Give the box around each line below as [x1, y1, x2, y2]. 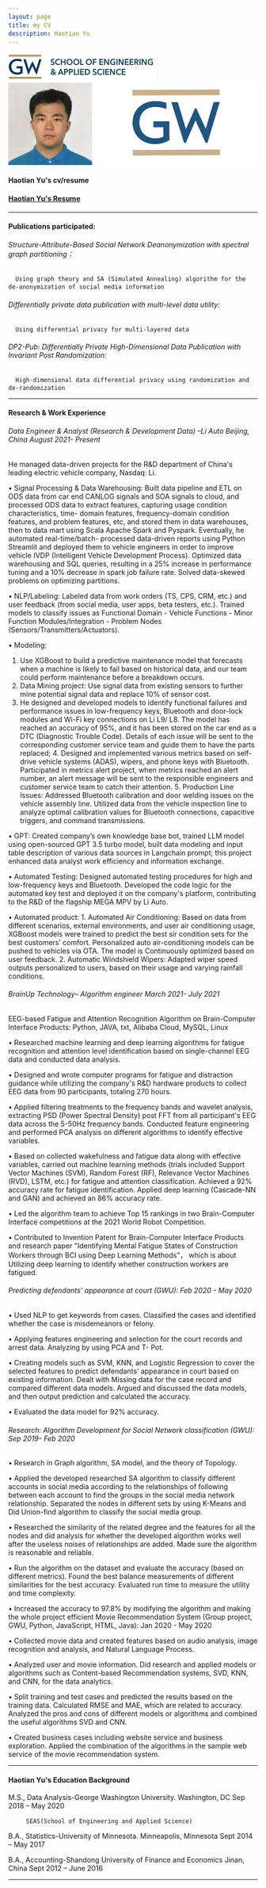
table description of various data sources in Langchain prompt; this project [8, 848, 252, 857]
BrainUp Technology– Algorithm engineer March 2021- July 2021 [8, 990, 220, 999]
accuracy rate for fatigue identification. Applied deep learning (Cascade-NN [8, 1185, 256, 1194]
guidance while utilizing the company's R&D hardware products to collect [8, 1078, 247, 1088]
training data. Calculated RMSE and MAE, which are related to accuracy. [8, 1701, 243, 1710]
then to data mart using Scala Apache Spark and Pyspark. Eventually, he [8, 525, 245, 534]
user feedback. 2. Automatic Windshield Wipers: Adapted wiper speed [8, 954, 238, 963]
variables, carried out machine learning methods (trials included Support [8, 1159, 245, 1169]
